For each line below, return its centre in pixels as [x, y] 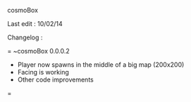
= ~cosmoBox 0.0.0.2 [39, 51]
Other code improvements [55, 79]
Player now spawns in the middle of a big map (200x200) [101, 65]
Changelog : [25, 37]
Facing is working [43, 72]
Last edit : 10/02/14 [35, 24]
